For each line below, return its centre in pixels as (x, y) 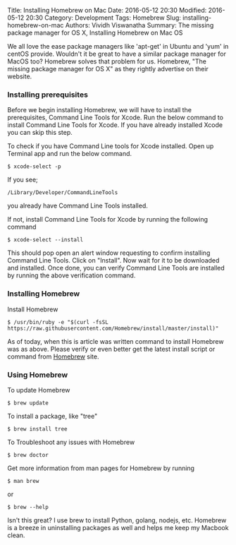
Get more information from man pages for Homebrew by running (101, 468)
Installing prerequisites (48, 95)
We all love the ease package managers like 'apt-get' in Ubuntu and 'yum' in (118, 46)
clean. (16, 535)
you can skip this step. (40, 133)
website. (20, 76)
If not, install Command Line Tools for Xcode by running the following (108, 220)
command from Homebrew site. (53, 357)
